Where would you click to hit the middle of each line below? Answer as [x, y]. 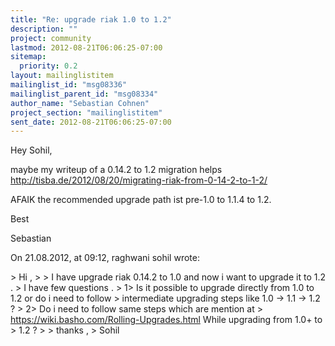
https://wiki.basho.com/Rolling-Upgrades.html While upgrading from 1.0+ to [166, 320]
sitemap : [28, 57]
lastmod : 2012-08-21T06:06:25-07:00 [86, 47]
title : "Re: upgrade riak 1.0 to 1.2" [91, 19]
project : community [51, 38]
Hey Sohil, [31, 150]
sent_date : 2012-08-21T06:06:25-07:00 [91, 122]
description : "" [44, 29]
